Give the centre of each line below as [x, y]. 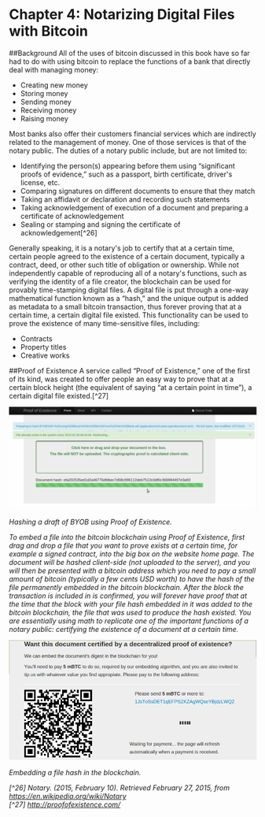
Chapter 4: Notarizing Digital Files [122, 15]
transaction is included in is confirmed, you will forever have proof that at [128, 596]
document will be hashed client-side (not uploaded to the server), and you [129, 563]
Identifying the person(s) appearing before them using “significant [127, 165]
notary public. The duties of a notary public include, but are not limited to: [128, 150]
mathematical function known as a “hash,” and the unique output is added [129, 298]
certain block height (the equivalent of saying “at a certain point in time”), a [131, 387]
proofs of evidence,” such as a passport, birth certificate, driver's [126, 174]
